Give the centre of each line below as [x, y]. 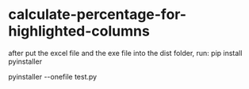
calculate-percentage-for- [98, 15]
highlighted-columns [79, 31]
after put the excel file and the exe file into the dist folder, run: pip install [125, 53]
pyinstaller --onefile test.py [53, 76]
